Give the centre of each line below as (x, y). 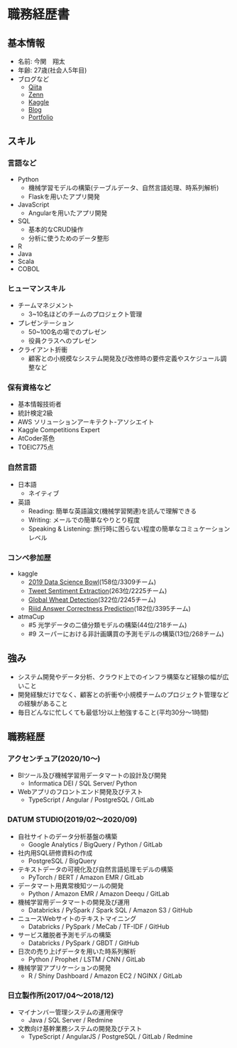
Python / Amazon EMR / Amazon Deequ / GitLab (99, 893)
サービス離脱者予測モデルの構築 (64, 934)
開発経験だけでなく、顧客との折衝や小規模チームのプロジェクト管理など (123, 694)
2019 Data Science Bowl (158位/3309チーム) (92, 582)
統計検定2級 (35, 413)
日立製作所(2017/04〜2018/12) (61, 995)
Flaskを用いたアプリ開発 (64, 197)
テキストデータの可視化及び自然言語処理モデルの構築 (95, 869)
